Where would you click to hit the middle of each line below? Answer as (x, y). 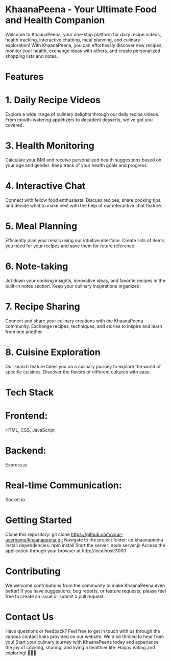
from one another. (24, 332)
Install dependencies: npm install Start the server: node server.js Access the (85, 545)
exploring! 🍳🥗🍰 (21, 653)
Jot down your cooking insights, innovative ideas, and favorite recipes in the (86, 280)
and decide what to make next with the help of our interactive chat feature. (84, 205)
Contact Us (30, 617)
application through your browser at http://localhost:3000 (66, 551)
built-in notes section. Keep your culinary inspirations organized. (73, 286)
